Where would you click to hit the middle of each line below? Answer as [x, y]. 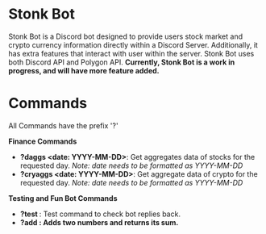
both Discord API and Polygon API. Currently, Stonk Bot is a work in [122, 62]
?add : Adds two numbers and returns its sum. [99, 222]
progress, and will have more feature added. [84, 70]
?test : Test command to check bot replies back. [100, 214]
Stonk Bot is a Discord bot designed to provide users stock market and [126, 36]
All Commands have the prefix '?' [63, 125]
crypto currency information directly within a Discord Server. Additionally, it [133, 44]
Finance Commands [43, 141]
